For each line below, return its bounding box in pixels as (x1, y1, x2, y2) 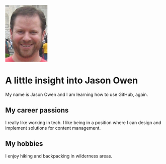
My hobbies (5, 139, 43, 148)
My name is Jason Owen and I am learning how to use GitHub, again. (5, 91, 148, 97)
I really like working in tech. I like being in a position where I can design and (5, 119, 161, 126)
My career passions (5, 106, 69, 115)
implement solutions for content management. (5, 125, 101, 131)
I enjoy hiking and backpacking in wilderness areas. (5, 153, 113, 159)
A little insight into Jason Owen (5, 75, 138, 86)
